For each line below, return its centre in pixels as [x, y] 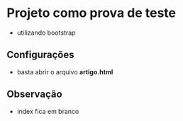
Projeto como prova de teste [91, 13]
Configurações [41, 55]
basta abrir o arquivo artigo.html [65, 71]
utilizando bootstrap [46, 33]
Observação [34, 94]
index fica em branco [48, 111]
